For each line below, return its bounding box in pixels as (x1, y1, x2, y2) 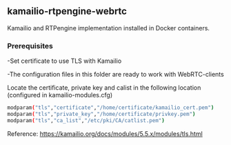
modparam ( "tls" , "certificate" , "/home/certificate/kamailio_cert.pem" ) (7, 104, 214, 111)
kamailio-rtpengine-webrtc (7, 6, 128, 17)
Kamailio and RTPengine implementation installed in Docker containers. (7, 23, 210, 32)
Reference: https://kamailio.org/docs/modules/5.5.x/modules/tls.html (7, 129, 203, 137)
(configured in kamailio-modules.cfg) (7, 91, 112, 99)
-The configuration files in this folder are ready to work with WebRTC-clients (7, 70, 224, 79)
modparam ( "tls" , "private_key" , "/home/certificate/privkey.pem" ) (7, 110, 196, 117)
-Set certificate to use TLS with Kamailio (7, 57, 122, 65)
